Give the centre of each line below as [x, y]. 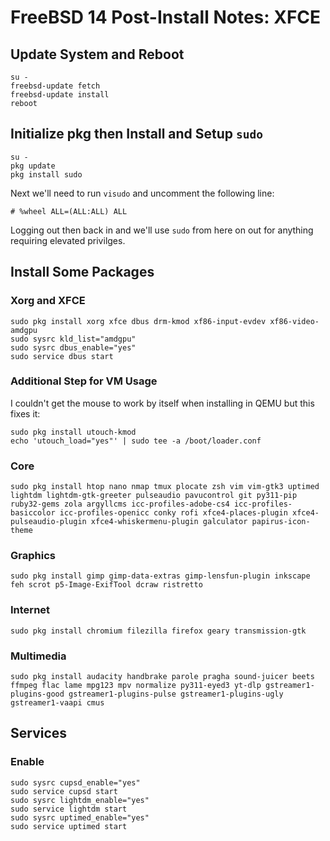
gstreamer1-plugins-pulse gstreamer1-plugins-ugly [176, 694]
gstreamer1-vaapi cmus [57, 702]
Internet [30, 610]
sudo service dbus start [62, 356]
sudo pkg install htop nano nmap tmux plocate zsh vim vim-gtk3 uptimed [165, 487]
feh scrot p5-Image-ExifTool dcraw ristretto [106, 585]
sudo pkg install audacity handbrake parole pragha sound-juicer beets [162, 676]
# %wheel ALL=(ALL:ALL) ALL [69, 211]
